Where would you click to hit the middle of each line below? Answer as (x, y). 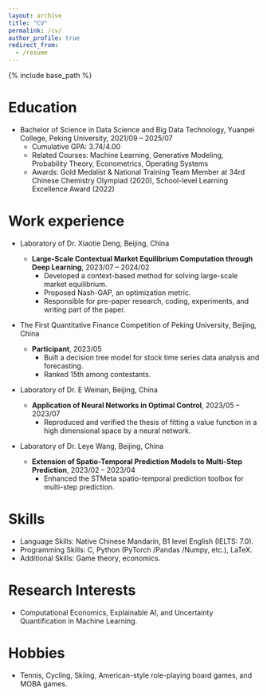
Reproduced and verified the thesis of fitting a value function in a (150, 422)
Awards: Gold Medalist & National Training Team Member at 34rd (138, 171)
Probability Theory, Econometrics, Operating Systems (120, 163)
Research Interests (72, 590)
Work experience (67, 221)
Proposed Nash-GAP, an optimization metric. (117, 293)
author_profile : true (44, 38)
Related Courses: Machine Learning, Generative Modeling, (128, 155)
